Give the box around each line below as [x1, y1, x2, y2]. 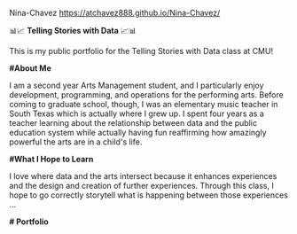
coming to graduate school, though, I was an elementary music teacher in [9, 99, 278, 109]
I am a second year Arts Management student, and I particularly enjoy [9, 80, 264, 90]
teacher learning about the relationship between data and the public [9, 118, 257, 128]
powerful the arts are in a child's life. [9, 136, 143, 147]
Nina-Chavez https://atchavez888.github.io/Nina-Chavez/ [9, 8, 221, 18]
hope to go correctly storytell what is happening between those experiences [9, 190, 288, 200]
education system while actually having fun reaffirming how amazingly [9, 128, 267, 137]
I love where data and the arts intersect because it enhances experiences [9, 171, 277, 181]
